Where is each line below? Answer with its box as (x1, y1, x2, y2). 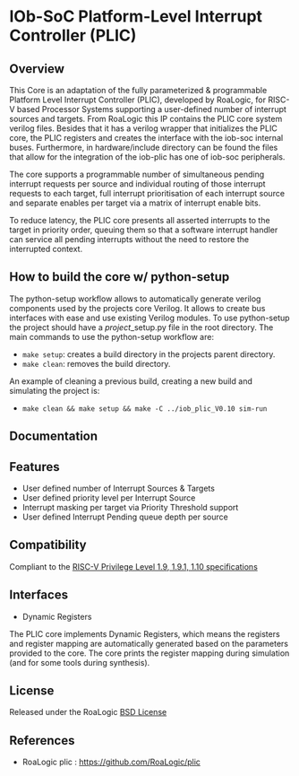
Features (9, 459, 60, 475)
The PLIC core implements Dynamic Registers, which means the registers (9, 628, 280, 639)
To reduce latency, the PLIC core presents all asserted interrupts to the (9, 215, 270, 225)
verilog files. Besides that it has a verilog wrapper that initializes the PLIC (9, 123, 278, 134)
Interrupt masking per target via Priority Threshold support (21, 502, 239, 513)
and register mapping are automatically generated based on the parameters (9, 638, 289, 649)
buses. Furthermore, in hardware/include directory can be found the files (9, 142, 278, 153)
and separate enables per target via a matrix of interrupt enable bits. (9, 197, 261, 208)
